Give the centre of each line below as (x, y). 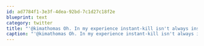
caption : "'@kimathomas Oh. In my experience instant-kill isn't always (100, 34)
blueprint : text (27, 17)
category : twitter (29, 23)
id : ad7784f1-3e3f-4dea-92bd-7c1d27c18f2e (61, 12)
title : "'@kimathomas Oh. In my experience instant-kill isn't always (97, 28)
